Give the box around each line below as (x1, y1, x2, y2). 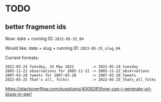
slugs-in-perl (5, 91, 32, 97)
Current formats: (5, 55, 39, 61)
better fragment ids (5, 23, 66, 31)
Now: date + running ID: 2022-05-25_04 (5, 35, 84, 41)
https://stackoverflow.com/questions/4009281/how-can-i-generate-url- (5, 86, 152, 92)
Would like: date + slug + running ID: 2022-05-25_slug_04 (5, 45, 120, 51)
